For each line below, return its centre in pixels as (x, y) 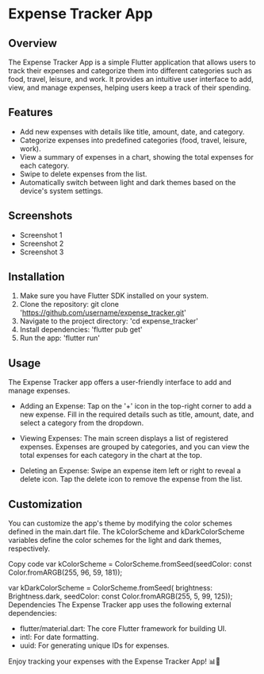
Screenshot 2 (42, 243)
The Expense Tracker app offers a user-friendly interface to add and (120, 382)
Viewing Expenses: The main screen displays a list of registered (124, 439)
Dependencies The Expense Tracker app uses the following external (120, 605)
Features (31, 112)
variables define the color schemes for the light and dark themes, (115, 540)
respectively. (29, 548)
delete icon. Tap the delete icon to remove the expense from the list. (131, 479)
